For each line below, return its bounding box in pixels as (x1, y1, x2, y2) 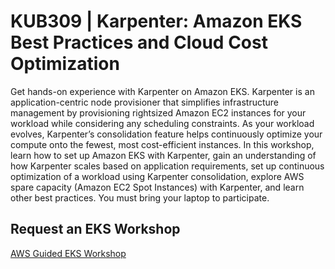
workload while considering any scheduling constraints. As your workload (10, 117, 315, 129)
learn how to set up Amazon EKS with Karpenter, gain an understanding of (10, 149, 317, 161)
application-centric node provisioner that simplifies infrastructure (10, 96, 279, 108)
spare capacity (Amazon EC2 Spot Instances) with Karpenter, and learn (10, 181, 305, 193)
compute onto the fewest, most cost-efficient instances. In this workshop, (10, 138, 315, 150)
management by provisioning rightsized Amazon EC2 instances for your (10, 106, 307, 119)
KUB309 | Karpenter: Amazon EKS (10, 10, 303, 33)
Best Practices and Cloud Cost (10, 31, 268, 54)
